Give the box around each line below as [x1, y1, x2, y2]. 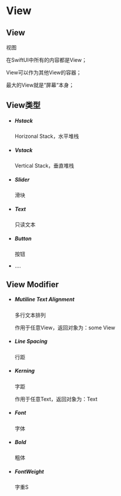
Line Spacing [14, 338, 48, 345]
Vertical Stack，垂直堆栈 [14, 162, 75, 169]
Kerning [14, 367, 35, 375]
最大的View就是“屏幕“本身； [6, 81, 75, 88]
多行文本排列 [14, 311, 46, 319]
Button [14, 234, 32, 242]
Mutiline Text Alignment [14, 296, 75, 303]
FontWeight [14, 468, 44, 475]
